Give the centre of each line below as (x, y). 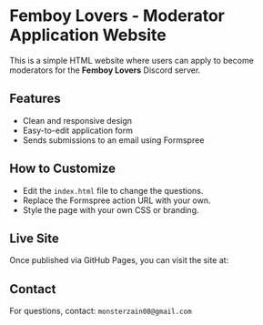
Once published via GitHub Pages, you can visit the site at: (119, 260)
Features (35, 99)
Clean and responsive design (77, 120)
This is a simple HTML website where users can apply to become (132, 60)
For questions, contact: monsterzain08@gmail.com (101, 311)
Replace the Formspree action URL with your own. (116, 200)
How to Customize (63, 169)
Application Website (88, 35)
